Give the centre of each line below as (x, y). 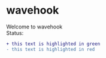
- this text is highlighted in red (51, 49)
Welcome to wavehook (34, 27)
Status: (15, 33)
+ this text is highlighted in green (53, 44)
